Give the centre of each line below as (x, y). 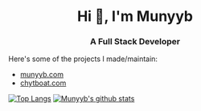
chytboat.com (43, 83)
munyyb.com (42, 75)
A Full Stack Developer (135, 42)
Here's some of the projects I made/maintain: (83, 59)
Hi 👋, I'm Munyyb (135, 16)
